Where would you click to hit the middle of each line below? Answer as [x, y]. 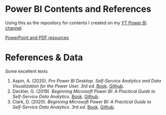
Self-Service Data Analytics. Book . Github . [56, 96]
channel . [14, 28]
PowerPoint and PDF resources [37, 38]
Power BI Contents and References [78, 9]
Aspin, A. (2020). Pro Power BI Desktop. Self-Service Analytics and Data [86, 80]
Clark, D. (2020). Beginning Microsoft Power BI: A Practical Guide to [82, 102]
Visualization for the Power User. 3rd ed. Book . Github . [68, 86]
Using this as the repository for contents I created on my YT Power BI [76, 23]
